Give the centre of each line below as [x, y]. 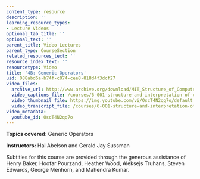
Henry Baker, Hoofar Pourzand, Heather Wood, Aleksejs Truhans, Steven [95, 163]
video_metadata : [26, 112]
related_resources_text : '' [41, 56]
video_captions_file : [38, 95]
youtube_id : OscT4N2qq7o [42, 117]
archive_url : [28, 89]
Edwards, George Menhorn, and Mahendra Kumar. [68, 170]
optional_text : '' [29, 39]
